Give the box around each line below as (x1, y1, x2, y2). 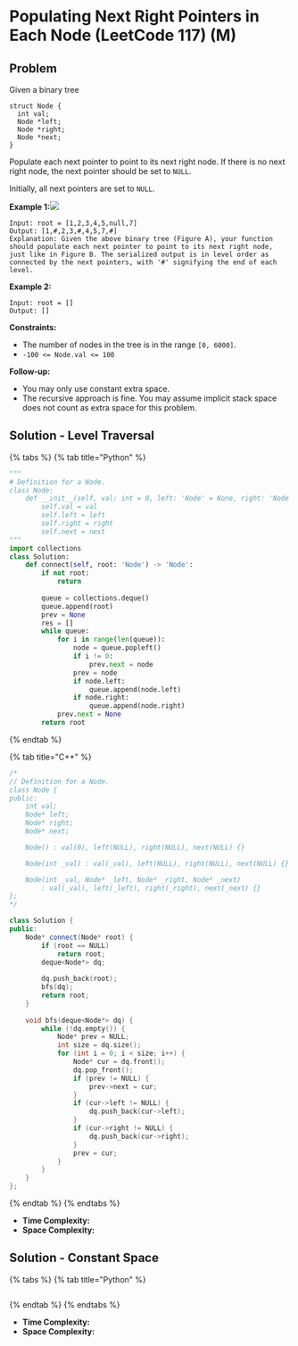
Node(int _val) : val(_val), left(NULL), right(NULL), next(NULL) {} (25, 859, 290, 868)
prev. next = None (56, 710, 122, 719)
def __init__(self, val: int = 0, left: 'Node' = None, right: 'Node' (25, 494, 294, 503)
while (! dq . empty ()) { (41, 1024, 126, 1033)
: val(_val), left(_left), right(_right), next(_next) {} (41, 884, 261, 893)
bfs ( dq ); (41, 983, 74, 992)
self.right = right (41, 519, 114, 528)
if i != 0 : (72, 652, 114, 661)
